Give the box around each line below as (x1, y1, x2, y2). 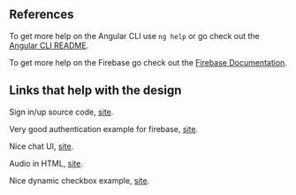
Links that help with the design (9, 83, 182, 98)
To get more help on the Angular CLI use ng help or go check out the (9, 30, 260, 41)
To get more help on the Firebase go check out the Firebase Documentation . (9, 57, 287, 67)
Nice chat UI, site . (9, 141, 74, 152)
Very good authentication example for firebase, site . (9, 123, 199, 134)
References (9, 7, 74, 22)
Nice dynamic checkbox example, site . (9, 175, 150, 185)
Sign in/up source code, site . (9, 106, 114, 117)
